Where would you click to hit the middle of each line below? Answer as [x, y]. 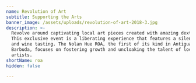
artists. [22, 55]
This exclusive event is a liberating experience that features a [94, 39]
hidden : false [23, 66]
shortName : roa [24, 60]
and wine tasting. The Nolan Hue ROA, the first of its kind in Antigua [101, 44]
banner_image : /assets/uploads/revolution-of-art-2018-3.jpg [82, 22]
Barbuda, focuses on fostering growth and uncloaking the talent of [96, 50]
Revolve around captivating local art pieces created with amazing [95, 33]
